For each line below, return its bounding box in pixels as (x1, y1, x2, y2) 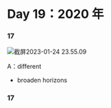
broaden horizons (16, 76, 67, 85)
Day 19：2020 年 (7, 6, 104, 22)
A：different (7, 63, 42, 71)
